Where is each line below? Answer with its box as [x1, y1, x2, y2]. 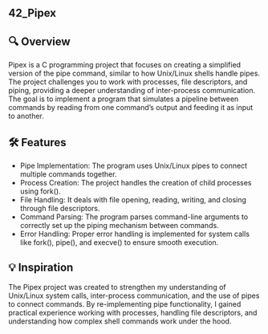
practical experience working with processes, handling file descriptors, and [8, 308, 258, 317]
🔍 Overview [8, 35, 71, 48]
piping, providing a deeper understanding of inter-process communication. [8, 86, 255, 96]
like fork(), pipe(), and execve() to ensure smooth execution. [19, 238, 219, 247]
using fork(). [19, 186, 62, 196]
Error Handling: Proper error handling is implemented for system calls [19, 229, 250, 239]
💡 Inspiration [8, 261, 74, 275]
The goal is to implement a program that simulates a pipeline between [8, 94, 239, 104]
